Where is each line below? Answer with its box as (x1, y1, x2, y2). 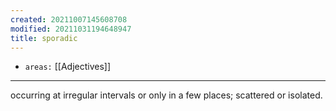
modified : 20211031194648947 (10, 24, 132, 34)
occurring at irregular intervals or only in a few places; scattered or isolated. (10, 89, 323, 101)
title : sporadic (10, 33, 78, 43)
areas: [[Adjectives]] (24, 61, 112, 73)
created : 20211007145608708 (10, 14, 128, 25)
